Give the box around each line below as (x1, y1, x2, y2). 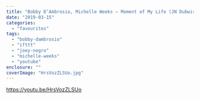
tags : (6, 31, 20, 37)
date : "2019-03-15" (6, 14, 55, 20)
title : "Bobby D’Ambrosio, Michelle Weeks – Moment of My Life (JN (6, 8, 177, 15)
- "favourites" (11, 25, 49, 32)
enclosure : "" (6, 64, 42, 70)
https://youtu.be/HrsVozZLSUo (6, 86, 82, 93)
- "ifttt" (11, 42, 36, 48)
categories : (6, 20, 36, 26)
